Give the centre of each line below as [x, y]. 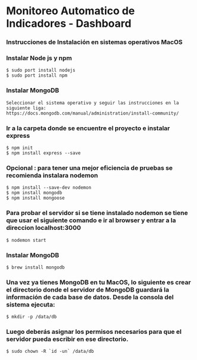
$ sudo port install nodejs [41, 70]
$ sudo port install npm [37, 75]
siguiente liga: [26, 108]
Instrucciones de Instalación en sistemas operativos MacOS [94, 42]
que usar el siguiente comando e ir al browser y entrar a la [91, 220]
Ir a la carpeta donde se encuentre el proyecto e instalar [88, 128]
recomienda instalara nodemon [52, 175]
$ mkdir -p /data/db [32, 317]
